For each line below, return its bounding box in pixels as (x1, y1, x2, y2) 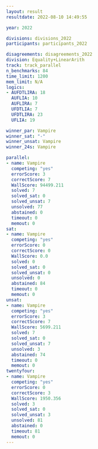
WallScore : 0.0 (11, 253, 48, 259)
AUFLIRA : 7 (11, 101, 38, 107)
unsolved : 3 (11, 346, 41, 352)
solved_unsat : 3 (11, 412, 51, 418)
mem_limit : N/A (6, 79, 43, 85)
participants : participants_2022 (6, 41, 87, 47)
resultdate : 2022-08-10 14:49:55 (6, 14, 87, 20)
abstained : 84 (11, 281, 45, 287)
